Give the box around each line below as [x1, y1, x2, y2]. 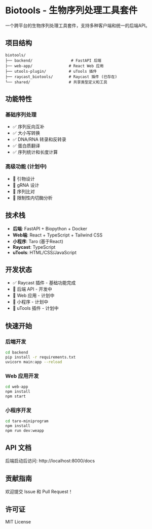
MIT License [5, 518, 31, 524]
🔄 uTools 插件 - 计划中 [12, 305, 59, 311]
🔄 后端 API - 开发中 [12, 286, 52, 292]
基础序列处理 [5, 111, 37, 119]
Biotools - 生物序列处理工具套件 [5, 5, 138, 16]
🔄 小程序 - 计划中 [12, 299, 49, 305]
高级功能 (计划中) [5, 163, 47, 170]
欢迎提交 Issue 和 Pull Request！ [5, 489, 73, 495]
